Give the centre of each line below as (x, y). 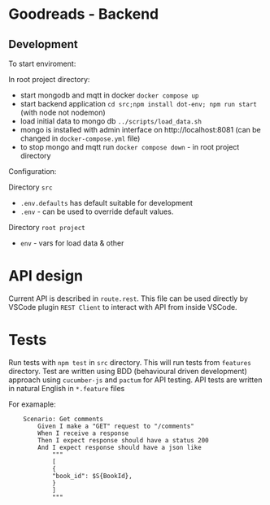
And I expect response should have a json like (120, 447)
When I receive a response (83, 433)
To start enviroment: (42, 63)
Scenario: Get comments (63, 419)
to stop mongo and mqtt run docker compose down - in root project (130, 147)
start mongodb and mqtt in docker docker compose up (109, 95)
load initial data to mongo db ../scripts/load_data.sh (111, 121)
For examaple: (32, 404)
